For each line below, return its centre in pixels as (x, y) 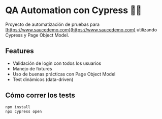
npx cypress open (24, 112)
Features (20, 51)
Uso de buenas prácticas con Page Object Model (64, 74)
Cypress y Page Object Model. (37, 35)
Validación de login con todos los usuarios (57, 63)
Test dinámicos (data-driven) (43, 79)
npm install (18, 107)
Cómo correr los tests (40, 95)
